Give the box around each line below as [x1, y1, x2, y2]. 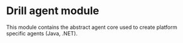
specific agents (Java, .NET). [6, 29, 78, 37]
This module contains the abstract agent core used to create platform [6, 24, 178, 31]
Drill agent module [6, 4, 100, 18]
